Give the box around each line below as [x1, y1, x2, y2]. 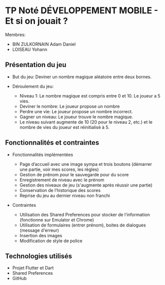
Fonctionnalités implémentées [12, 152, 73, 158]
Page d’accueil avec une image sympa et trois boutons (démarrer [19, 161, 152, 167]
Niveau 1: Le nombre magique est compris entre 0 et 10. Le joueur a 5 [19, 93, 161, 98]
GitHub [12, 276, 27, 282]
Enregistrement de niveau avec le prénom [19, 177, 104, 183]
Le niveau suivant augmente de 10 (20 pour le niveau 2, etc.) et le [19, 119, 153, 125]
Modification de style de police [19, 238, 83, 244]
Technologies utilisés [5, 252, 72, 260]
